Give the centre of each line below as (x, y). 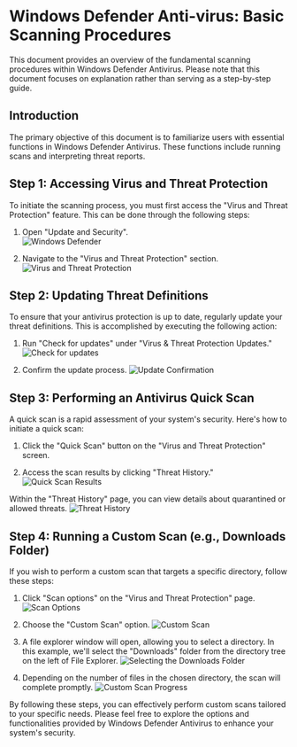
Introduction (44, 116)
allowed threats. (38, 509)
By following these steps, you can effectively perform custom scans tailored (148, 704)
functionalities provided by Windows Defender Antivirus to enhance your (141, 723)
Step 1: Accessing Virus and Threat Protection (139, 184)
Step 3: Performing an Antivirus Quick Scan (132, 397)
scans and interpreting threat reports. (77, 156)
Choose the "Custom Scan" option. (86, 625)
